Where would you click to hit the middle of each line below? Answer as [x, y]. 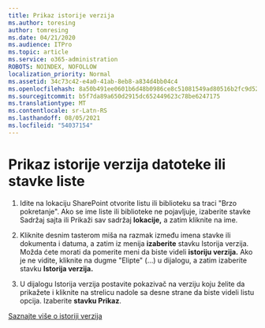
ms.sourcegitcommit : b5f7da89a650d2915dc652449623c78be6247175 [114, 96]
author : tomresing [38, 30]
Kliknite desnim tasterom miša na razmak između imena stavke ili [125, 235]
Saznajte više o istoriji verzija [55, 315]
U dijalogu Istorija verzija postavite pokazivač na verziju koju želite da [132, 284]
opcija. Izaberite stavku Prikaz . [71, 300]
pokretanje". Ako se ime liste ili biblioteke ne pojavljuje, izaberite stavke [135, 211]
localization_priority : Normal [60, 74]
